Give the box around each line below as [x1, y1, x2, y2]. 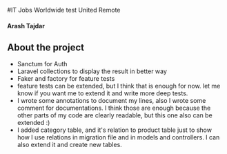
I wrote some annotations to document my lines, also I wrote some [17, 97, 206, 105]
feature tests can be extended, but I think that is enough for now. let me [17, 82, 221, 90]
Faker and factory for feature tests [17, 75, 115, 83]
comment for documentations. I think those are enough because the [17, 104, 211, 113]
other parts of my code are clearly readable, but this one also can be [17, 111, 213, 119]
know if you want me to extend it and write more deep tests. [17, 89, 188, 97]
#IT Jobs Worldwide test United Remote [7, 6, 121, 14]
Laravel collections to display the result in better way [17, 67, 168, 75]
